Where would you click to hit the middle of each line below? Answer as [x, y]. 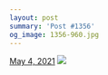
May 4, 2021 [33, 61]
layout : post [34, 18]
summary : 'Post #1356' [52, 26]
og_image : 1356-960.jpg [54, 34]
